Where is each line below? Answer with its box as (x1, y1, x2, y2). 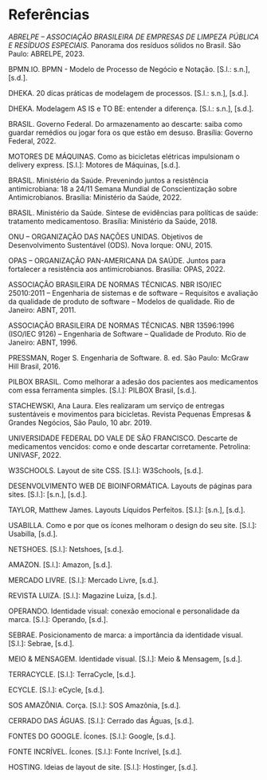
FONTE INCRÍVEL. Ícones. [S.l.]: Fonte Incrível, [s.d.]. (8, 747, 182, 756)
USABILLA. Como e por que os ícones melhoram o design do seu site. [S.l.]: (8, 520, 257, 530)
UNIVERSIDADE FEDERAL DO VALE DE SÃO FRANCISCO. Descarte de (8, 433, 238, 443)
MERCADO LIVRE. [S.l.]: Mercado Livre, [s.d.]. (8, 575, 159, 585)
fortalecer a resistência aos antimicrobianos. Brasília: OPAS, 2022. (8, 264, 226, 274)
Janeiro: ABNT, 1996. (8, 337, 78, 347)
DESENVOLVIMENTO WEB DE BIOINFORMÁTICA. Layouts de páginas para (8, 481, 253, 490)
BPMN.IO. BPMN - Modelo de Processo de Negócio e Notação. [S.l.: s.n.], (8, 64, 250, 73)
